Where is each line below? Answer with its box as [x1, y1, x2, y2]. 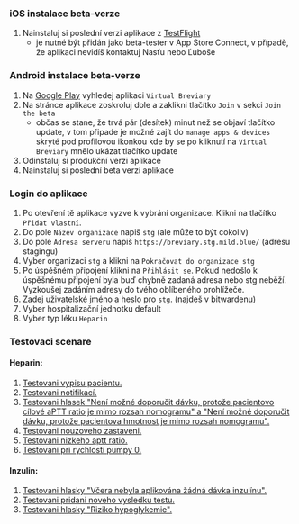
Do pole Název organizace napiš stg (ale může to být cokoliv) [22, 226, 249, 237]
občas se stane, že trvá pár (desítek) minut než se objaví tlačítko [35, 116, 276, 128]
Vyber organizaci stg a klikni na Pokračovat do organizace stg [22, 255, 255, 266]
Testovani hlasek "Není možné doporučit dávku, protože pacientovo [22, 397, 275, 408]
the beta [22, 109, 56, 118]
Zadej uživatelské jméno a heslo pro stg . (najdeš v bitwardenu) [22, 294, 257, 304]
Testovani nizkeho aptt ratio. [22, 435, 128, 446]
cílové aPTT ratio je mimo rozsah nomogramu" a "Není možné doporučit [22, 406, 290, 417]
